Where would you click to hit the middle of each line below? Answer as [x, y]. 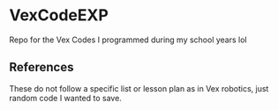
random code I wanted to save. [65, 98]
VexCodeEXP [59, 15]
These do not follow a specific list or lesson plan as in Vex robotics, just [139, 88]
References [41, 67]
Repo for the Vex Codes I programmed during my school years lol [128, 40]
